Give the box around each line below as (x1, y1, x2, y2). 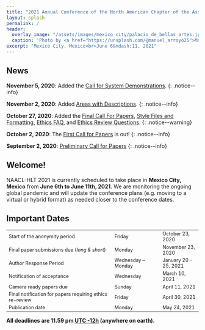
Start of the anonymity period (9, 233, 75, 240)
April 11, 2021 (162, 284, 196, 290)
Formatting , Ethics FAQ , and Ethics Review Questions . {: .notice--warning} (6, 119, 192, 126)
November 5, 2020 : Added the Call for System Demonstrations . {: (6, 82, 172, 89)
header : (6, 26, 26, 32)
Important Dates (6, 213, 70, 224)
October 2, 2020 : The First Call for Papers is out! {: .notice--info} (6, 130, 171, 137)
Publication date (9, 304, 46, 311)
